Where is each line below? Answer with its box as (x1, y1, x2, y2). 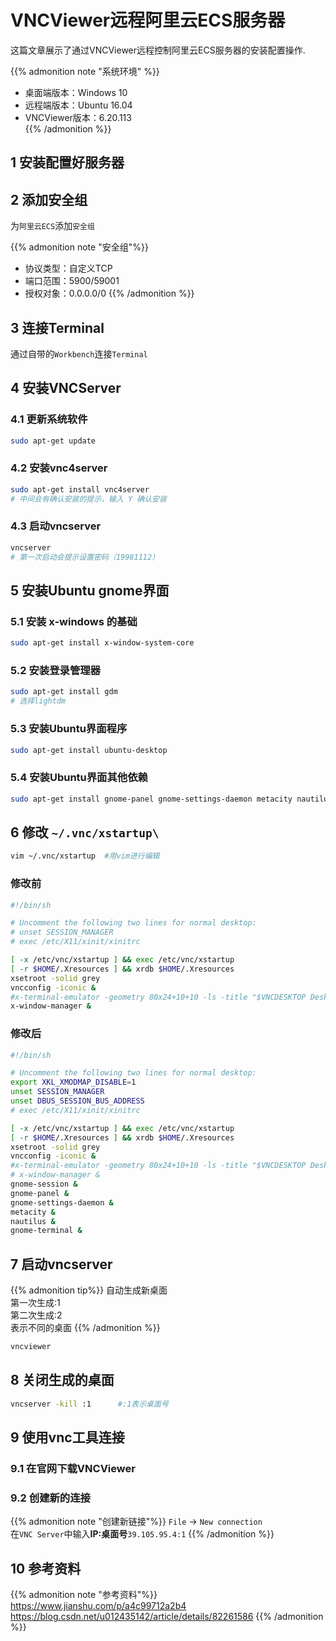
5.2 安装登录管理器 (10, 664, 101, 678)
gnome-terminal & (10, 1226, 83, 1236)
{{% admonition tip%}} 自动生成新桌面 (10, 1284, 168, 1296)
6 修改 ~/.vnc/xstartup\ (10, 824, 160, 841)
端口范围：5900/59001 (24, 275, 120, 287)
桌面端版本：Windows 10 (24, 86, 128, 98)
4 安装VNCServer (10, 380, 122, 397)
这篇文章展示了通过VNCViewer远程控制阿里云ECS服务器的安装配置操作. (10, 44, 306, 56)
